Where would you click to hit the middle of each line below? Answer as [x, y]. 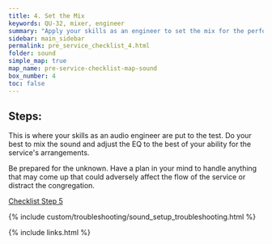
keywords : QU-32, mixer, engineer [67, 23]
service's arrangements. [49, 153]
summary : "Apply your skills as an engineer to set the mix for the [126, 31]
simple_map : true [38, 61]
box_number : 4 [32, 76]
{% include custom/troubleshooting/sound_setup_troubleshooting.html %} [132, 217]
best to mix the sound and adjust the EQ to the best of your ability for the [130, 144]
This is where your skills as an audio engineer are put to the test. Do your [130, 136]
